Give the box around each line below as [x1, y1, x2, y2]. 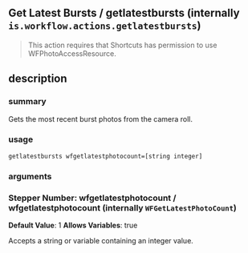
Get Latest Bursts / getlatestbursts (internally [8, 6, 240, 20]
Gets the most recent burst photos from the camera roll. [8, 114, 193, 123]
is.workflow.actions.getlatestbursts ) [8, 19, 201, 33]
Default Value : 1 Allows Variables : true [8, 220, 138, 231]
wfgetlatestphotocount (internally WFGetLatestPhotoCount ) [8, 202, 237, 213]
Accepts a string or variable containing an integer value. [8, 236, 194, 246]
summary [8, 96, 47, 107]
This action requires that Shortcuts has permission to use [27, 40, 218, 50]
